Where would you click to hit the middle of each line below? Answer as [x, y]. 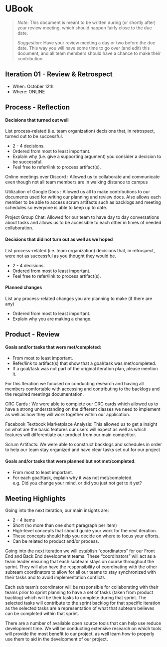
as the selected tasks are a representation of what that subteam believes [80, 608]
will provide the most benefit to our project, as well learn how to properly [80, 634]
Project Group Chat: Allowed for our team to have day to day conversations [82, 217]
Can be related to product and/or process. [56, 541]
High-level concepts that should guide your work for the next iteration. [84, 531]
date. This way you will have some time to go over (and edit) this [83, 48]
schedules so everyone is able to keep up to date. [56, 208]
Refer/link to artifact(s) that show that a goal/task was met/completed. [84, 363]
